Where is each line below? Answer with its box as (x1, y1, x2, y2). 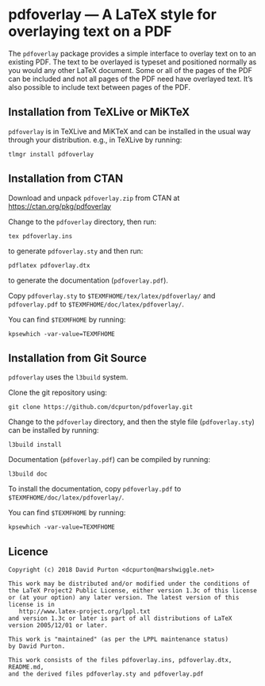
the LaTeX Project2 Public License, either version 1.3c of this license (8, 587, 258, 595)
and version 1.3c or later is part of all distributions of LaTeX (8, 615, 232, 622)
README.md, (8, 663, 44, 672)
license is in (8, 601, 56, 609)
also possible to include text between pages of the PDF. (8, 82, 190, 92)
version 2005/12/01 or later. (8, 622, 109, 630)
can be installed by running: (8, 426, 99, 435)
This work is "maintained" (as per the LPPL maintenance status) (8, 635, 229, 644)
